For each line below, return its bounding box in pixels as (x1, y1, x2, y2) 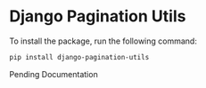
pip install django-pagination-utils (9, 52, 150, 61)
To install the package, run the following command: (9, 36, 198, 46)
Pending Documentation (9, 68, 98, 79)
